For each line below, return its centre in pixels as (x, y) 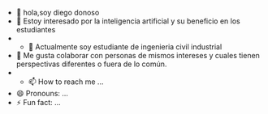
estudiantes (36, 30)
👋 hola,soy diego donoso (58, 13)
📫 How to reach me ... (66, 82)
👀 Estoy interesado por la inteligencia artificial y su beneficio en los (128, 21)
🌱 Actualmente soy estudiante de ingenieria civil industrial (125, 47)
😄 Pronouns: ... (42, 93)
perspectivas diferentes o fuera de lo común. (91, 64)
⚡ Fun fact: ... (38, 102)
